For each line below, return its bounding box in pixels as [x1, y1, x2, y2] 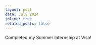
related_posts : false [5, 21, 50, 26]
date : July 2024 [5, 12, 39, 17]
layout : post [5, 7, 32, 12]
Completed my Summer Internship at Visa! [5, 35, 92, 41]
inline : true [5, 16, 32, 21]
